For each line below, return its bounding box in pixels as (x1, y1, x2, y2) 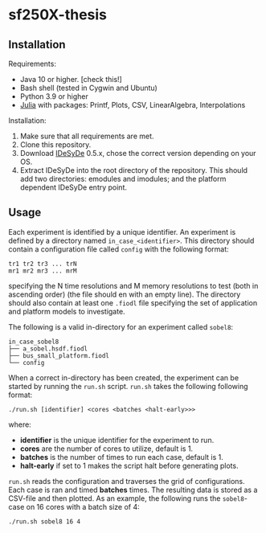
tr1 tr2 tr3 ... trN (8, 260, 78, 268)
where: (8, 420, 32, 429)
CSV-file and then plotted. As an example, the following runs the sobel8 (8, 493, 245, 503)
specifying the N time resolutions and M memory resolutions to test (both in (8, 281, 259, 290)
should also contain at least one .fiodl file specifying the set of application (8, 297, 258, 307)
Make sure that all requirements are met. (19, 131, 154, 141)
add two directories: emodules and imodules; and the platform (19, 174, 227, 183)
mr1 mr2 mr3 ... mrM (8, 267, 78, 275)
